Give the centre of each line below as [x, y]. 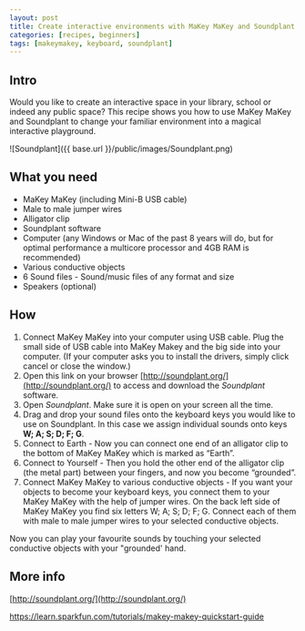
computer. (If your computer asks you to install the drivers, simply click [156, 356]
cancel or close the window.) [76, 366]
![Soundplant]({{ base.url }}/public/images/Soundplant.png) [122, 149]
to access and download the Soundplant [189, 385]
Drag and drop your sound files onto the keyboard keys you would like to [159, 414]
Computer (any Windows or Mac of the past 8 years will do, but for [148, 238]
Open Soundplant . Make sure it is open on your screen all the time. [148, 404]
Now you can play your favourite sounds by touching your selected [135, 538]
